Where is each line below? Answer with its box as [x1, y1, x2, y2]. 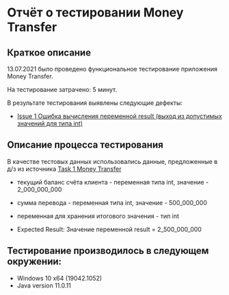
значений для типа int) [16, 119, 83, 128]
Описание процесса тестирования [7, 139, 164, 151]
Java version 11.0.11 [16, 281, 72, 290]
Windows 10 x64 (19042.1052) [16, 274, 103, 282]
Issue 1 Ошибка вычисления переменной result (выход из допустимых [16, 112, 222, 120]
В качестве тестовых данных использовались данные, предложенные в [7, 157, 218, 165]
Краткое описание [7, 47, 91, 58]
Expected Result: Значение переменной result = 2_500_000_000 [16, 225, 202, 233]
